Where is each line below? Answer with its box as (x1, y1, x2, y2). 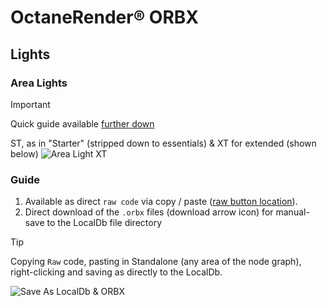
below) (10, 147, 39, 160)
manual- (275, 206, 310, 218)
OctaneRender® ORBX (10, 6, 200, 29)
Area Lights (10, 76, 68, 90)
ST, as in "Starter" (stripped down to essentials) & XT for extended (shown (10, 137, 317, 149)
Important (10, 98, 51, 110)
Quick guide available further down (10, 117, 155, 130)
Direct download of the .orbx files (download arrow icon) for (24, 206, 274, 218)
